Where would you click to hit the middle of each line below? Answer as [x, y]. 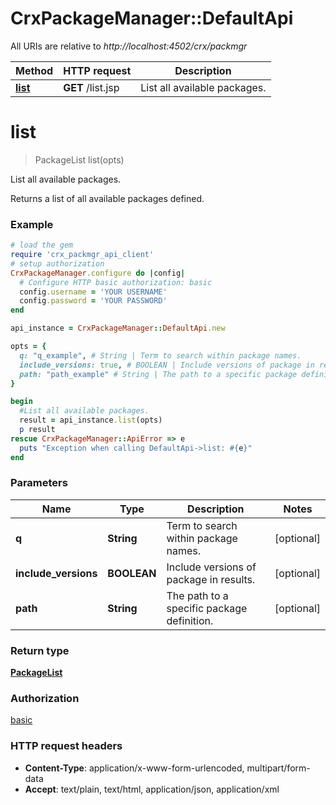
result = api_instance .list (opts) [91, 420]
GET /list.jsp [91, 87]
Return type [40, 650]
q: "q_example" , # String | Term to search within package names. [160, 355]
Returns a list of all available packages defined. [107, 198]
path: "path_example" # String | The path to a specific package [158, 374]
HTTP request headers [66, 746]
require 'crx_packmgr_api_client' [82, 255]
